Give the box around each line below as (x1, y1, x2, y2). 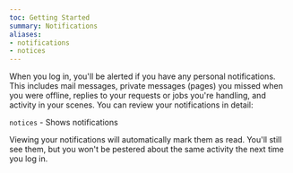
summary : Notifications (9, 22, 99, 30)
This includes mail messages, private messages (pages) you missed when (9, 81, 284, 91)
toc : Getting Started (9, 13, 90, 22)
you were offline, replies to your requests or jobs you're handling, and (9, 91, 266, 101)
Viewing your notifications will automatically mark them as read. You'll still (9, 134, 282, 145)
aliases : (9, 30, 42, 39)
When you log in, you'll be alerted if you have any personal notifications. (9, 71, 276, 82)
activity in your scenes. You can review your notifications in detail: (9, 99, 254, 110)
